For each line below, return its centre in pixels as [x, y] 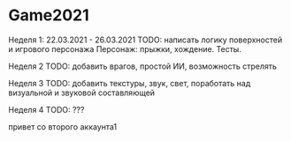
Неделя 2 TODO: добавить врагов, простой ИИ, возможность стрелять [143, 66]
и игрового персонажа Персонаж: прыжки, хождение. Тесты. [125, 48]
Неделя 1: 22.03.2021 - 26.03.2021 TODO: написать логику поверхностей [145, 40]
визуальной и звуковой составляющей [82, 93]
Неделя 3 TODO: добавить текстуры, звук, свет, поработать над [130, 83]
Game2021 [49, 15]
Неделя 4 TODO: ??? [46, 109]
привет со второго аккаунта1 [63, 126]
